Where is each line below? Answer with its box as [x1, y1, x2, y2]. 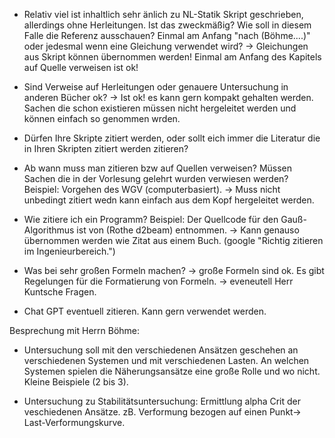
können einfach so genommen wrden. [23, 113, 181, 124]
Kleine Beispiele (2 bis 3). [23, 376, 129, 388]
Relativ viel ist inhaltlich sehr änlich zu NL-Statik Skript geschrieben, [23, 9, 304, 20]
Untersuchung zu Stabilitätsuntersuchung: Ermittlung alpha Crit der [23, 395, 302, 407]
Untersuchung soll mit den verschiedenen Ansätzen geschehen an [23, 344, 299, 356]
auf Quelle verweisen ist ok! [23, 62, 139, 73]
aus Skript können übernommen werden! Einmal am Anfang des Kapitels [23, 51, 322, 63]
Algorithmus [23, 224, 75, 236]
